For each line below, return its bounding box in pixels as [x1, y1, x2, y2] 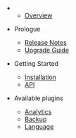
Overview [24, 11, 53, 20]
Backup [24, 115, 47, 123]
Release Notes [24, 39, 67, 46]
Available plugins [13, 94, 63, 102]
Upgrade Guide [24, 46, 69, 54]
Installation [24, 73, 56, 81]
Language [24, 123, 54, 130]
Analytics [24, 108, 52, 116]
